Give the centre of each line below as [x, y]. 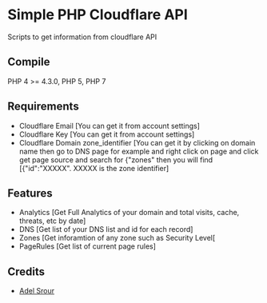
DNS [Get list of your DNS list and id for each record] [106, 229]
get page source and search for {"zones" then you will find [116, 159]
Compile [29, 62]
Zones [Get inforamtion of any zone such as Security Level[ [117, 238]
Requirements [43, 107]
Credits [26, 271]
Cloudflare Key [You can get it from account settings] [107, 134]
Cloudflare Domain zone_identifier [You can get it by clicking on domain [137, 142]
